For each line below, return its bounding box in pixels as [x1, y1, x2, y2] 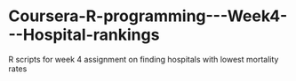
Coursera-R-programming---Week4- [8, 6, 288, 26]
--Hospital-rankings [8, 25, 160, 45]
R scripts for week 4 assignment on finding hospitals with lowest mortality [8, 54, 279, 64]
